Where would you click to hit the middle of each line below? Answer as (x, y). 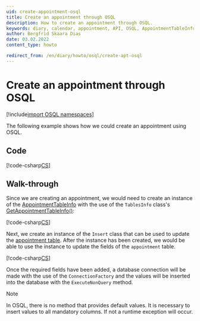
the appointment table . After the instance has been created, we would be (96, 240)
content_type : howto (32, 45)
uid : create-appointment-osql (44, 12)
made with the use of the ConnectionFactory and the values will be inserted (98, 276)
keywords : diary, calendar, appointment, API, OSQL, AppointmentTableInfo (101, 28)
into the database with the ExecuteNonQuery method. (70, 282)
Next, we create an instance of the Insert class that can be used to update (98, 234)
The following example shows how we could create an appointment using (96, 126)
